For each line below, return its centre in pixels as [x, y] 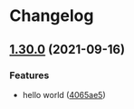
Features [29, 75]
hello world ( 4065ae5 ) [64, 94]
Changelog [52, 16]
